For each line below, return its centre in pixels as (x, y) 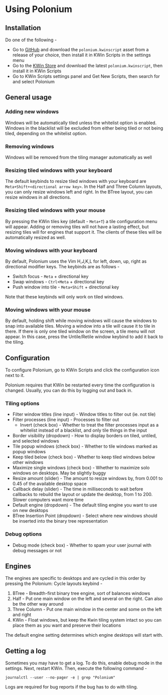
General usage (28, 97)
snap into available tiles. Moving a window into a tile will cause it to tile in (80, 326)
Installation (23, 28)
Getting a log (26, 651)
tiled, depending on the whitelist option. (46, 133)
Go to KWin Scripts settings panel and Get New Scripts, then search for (86, 76)
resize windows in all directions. (38, 197)
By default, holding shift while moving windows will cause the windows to (81, 321)
